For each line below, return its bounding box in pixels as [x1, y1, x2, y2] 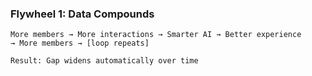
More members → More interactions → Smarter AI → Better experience [10, 30, 302, 40]
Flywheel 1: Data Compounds [10, 7, 155, 21]
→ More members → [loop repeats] [10, 38, 150, 49]
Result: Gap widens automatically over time [10, 56, 199, 66]
